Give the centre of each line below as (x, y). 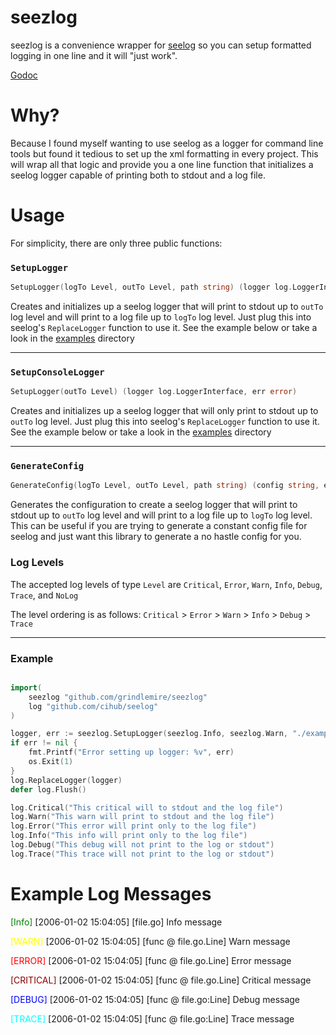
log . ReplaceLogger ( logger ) (66, 780)
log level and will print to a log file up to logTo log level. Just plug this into (161, 317)
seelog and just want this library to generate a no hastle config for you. (156, 537)
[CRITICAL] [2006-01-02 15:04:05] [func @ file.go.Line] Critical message (161, 980)
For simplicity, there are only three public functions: (116, 243)
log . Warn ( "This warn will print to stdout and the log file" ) (142, 817)
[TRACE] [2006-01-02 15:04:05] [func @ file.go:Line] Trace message (152, 1018)
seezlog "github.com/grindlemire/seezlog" (118, 697)
